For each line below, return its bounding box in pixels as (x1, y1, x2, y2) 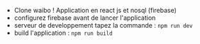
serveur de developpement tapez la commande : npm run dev (13, 21, 193, 29)
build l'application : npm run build (13, 28, 113, 37)
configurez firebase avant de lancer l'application (13, 13, 156, 22)
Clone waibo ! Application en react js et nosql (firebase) (13, 6, 177, 14)
